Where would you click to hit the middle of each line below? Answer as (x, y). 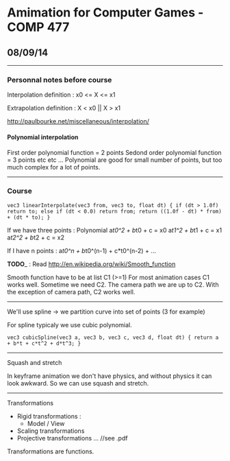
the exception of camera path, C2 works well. (71, 292)
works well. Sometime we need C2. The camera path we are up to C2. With (113, 284)
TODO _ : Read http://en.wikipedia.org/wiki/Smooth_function (91, 264)
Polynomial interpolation (43, 137)
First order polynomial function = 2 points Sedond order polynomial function (114, 152)
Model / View (46, 423)
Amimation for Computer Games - (105, 13)
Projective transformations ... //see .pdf (72, 438)
